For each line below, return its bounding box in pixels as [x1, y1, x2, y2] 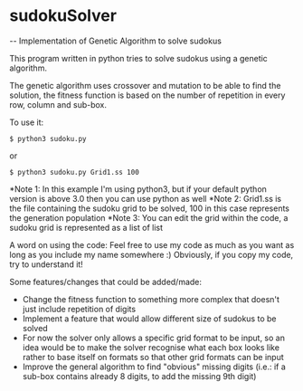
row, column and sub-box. [9, 99, 107, 110]
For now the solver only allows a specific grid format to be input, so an [22, 332, 285, 343]
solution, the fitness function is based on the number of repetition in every [9, 90, 286, 100]
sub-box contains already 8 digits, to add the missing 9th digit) [22, 370, 257, 381]
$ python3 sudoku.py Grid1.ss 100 [9, 167, 140, 176]
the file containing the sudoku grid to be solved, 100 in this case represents [9, 203, 290, 214]
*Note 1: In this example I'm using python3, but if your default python [9, 183, 267, 195]
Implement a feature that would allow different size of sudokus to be [22, 313, 277, 324]
